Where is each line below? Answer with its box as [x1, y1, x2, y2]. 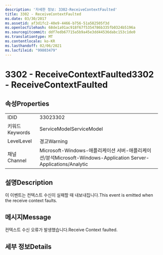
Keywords [7, 129, 31, 136]
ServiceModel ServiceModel [39, 125, 103, 132]
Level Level [7, 137, 32, 144]
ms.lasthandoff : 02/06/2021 [5, 43, 62, 48]
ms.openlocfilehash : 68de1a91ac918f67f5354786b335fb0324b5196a [5, 25, 136, 30]
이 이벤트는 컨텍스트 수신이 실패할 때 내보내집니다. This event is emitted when [5, 192, 153, 198]
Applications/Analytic [39, 161, 88, 167]
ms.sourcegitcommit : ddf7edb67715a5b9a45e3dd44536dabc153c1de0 [5, 30, 136, 35]
